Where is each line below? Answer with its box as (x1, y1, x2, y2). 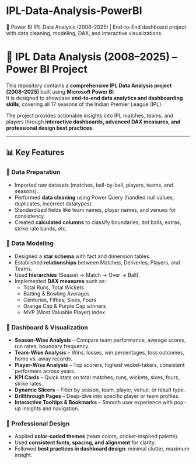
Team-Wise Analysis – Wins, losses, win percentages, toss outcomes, (14, 349, 185, 356)
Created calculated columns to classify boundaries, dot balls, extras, (14, 218, 182, 226)
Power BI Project (6, 63, 87, 76)
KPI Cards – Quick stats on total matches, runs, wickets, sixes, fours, (14, 374, 180, 381)
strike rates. (14, 380, 44, 387)
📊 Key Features (6, 147, 65, 157)
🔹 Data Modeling (6, 239, 54, 248)
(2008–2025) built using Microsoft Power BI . (6, 88, 116, 95)
